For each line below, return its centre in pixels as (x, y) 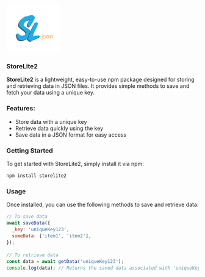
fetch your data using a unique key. (51, 93)
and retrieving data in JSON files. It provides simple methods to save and (98, 86)
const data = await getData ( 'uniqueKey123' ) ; (65, 262)
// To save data (27, 217)
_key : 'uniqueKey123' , (41, 229)
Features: (21, 109)
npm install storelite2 (37, 176)
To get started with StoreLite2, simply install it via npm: (75, 164)
